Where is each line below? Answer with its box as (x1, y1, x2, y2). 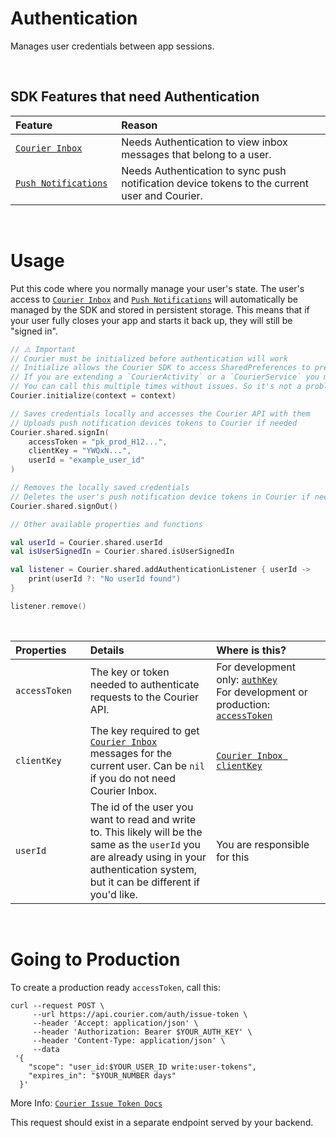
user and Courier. (121, 188, 203, 202)
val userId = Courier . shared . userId (10, 537, 163, 547)
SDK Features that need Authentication (10, 88, 260, 106)
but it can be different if (89, 875, 200, 889)
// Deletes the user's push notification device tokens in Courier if (10, 492, 311, 502)
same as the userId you (89, 837, 201, 851)
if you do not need (89, 771, 176, 785)
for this (216, 850, 250, 864)
